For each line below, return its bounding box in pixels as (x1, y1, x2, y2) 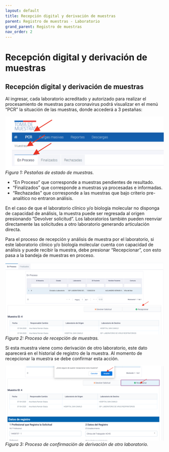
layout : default (5, 8, 39, 13)
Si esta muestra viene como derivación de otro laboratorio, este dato (5, 345, 147, 351)
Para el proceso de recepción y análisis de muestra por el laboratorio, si (5, 236, 154, 242)
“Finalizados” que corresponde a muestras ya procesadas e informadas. (12, 184, 163, 191)
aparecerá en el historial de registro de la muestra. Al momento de (5, 350, 142, 356)
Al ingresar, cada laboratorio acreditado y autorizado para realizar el (5, 96, 147, 102)
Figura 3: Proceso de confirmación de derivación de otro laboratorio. (5, 441, 149, 447)
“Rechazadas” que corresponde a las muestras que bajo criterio (12, 190, 146, 196)
